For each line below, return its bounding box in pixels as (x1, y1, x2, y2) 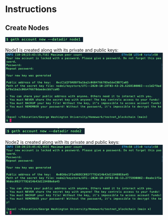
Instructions (5, 4, 57, 15)
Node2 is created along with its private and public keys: (5, 139, 120, 145)
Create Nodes (5, 24, 49, 32)
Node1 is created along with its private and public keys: (5, 47, 119, 53)
